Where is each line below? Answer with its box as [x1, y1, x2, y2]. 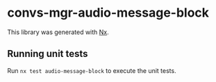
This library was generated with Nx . [7, 28, 109, 36]
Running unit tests [7, 48, 88, 60]
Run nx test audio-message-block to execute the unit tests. [7, 66, 176, 74]
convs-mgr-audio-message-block [7, 5, 210, 21]
